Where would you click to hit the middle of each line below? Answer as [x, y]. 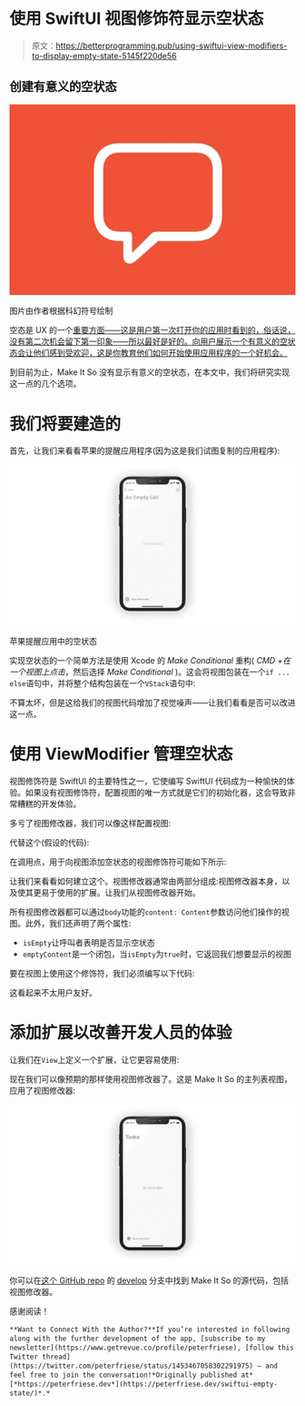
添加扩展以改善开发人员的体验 [121, 1033]
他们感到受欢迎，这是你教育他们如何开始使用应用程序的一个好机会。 [160, 353]
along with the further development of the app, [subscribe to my [138, 1339]
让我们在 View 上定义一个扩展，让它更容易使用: [94, 1059]
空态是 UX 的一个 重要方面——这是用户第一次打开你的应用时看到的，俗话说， [152, 330]
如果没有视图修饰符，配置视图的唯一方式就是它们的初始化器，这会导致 [156, 792]
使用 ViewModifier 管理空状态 [121, 754]
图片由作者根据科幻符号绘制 [61, 311]
